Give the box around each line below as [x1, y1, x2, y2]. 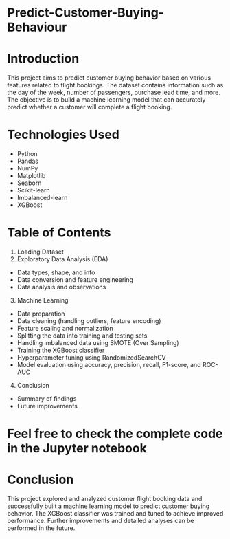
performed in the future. [7, 524, 76, 532]
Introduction [7, 51, 80, 67]
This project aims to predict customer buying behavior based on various [7, 74, 211, 82]
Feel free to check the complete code [7, 426, 223, 441]
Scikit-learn [16, 186, 50, 195]
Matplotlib [16, 172, 46, 180]
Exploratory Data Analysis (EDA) [16, 255, 108, 263]
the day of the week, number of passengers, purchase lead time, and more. [7, 88, 221, 97]
